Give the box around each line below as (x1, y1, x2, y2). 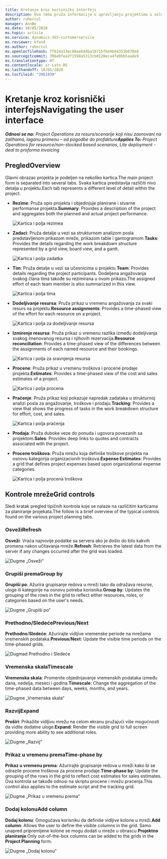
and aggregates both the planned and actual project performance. (12, 210, 148, 216)
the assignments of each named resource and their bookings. (12, 346, 139, 352)
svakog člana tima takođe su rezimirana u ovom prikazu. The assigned (12, 276, 156, 282)
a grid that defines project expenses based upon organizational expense (12, 461, 161, 467)
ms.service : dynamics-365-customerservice (5, 35, 94, 40)
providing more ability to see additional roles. (5, 729, 97, 735)
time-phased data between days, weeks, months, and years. (5, 685, 129, 691)
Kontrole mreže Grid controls (5, 490, 95, 499)
